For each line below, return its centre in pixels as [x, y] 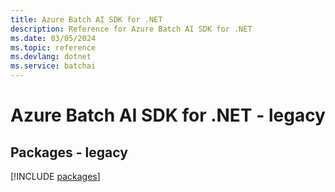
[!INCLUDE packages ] [55, 176]
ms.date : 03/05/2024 [53, 38]
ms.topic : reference [53, 47]
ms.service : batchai [53, 66]
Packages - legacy [69, 152]
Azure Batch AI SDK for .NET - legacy [168, 115]
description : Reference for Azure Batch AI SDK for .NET [131, 29]
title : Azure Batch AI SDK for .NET [86, 19]
